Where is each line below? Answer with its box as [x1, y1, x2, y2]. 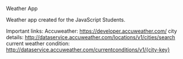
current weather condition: [6, 40, 70, 47]
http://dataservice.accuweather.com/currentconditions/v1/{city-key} [6, 46, 170, 53]
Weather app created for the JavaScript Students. [6, 16, 125, 23]
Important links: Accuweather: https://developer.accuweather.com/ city [6, 27, 177, 34]
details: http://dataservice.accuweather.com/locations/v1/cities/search [6, 34, 175, 40]
